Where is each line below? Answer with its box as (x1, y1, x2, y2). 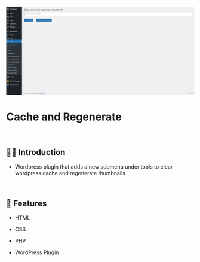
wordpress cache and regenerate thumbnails (14, 169, 125, 176)
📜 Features (6, 198, 47, 208)
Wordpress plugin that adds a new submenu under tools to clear (14, 163, 173, 170)
